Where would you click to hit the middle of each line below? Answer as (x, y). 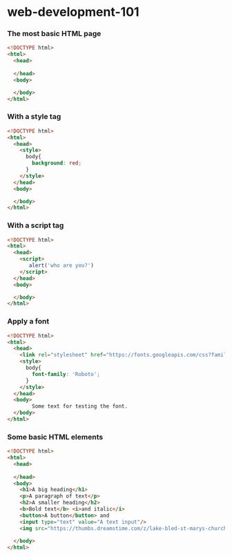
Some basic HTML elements (55, 437)
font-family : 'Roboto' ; (66, 374)
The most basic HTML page (54, 34)
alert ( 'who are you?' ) (61, 266)
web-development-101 (73, 12)
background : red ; (57, 163)
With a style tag (34, 117)
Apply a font (28, 321)
